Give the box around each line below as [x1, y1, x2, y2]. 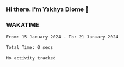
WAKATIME [6, 20, 40, 29]
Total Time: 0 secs [6, 45, 54, 51]
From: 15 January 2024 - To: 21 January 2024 [6, 34, 118, 40]
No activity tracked [6, 55, 56, 61]
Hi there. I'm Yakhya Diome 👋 [6, 5, 90, 13]
